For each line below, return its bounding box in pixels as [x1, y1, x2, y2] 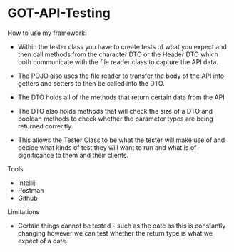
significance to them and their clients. [17, 151, 129, 159]
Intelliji [17, 178, 37, 187]
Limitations [7, 207, 40, 216]
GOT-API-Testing [7, 5, 111, 21]
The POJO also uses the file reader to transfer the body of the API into [17, 71, 225, 80]
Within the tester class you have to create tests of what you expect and [17, 42, 227, 51]
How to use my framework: [7, 29, 87, 37]
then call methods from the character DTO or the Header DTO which [17, 50, 219, 59]
